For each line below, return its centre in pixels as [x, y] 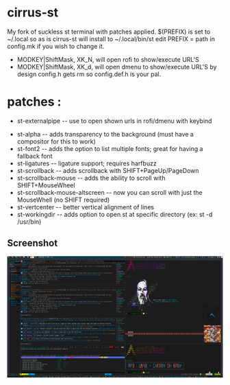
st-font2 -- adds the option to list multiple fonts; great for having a [110, 148]
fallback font [35, 156]
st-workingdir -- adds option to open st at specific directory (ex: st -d [115, 214]
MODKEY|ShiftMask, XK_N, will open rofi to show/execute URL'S [108, 59]
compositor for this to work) [56, 141]
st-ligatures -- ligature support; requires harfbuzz [87, 163]
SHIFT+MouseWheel [46, 185]
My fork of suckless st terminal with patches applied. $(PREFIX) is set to [109, 32]
